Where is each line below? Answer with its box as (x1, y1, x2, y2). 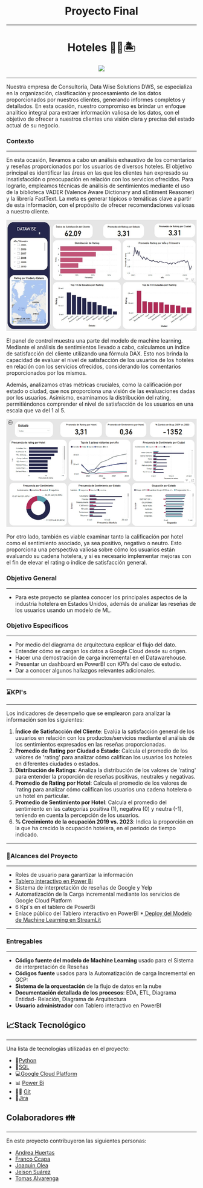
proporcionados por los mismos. (6, 369, 87, 377)
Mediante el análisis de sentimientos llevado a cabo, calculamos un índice (6, 343, 190, 351)
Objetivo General (6, 574, 57, 583)
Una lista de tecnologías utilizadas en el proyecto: (6, 1045, 130, 1052)
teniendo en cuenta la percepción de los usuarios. (14, 811, 140, 819)
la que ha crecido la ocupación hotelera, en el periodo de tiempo (14, 825, 176, 832)
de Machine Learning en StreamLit (14, 916, 101, 924)
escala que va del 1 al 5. (6, 406, 66, 414)
